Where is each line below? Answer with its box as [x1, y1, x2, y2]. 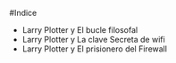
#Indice [9, 8, 38, 18]
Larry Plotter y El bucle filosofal [21, 25, 138, 35]
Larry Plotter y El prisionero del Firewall [21, 43, 168, 54]
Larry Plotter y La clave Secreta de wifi [21, 35, 165, 44]
